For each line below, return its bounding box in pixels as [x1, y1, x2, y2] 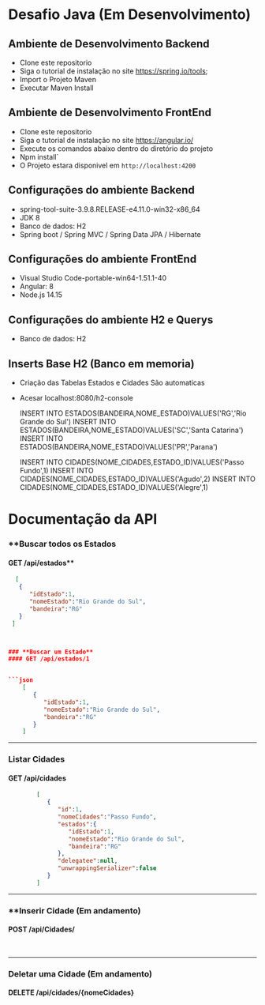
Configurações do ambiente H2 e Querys [8, 313, 214, 326]
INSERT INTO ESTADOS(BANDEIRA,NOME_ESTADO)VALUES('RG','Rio [19, 408, 247, 418]
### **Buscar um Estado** [8, 648, 93, 656]
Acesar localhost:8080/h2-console [19, 393, 134, 403]
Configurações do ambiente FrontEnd [8, 253, 197, 266]
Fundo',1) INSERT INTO [19, 466, 94, 476]
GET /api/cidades [8, 773, 67, 783]
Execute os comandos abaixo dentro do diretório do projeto [19, 144, 214, 153]
